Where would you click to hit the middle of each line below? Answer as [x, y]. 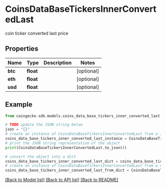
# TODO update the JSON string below [44, 125]
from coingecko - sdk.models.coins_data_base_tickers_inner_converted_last [83, 116]
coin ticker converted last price [37, 33]
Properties [22, 49]
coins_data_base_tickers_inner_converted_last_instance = [66, 139]
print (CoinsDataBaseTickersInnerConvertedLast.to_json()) [66, 148]
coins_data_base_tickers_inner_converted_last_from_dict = [67, 170]
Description [58, 63]
